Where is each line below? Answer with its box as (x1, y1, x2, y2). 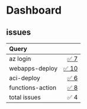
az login (9, 54, 31, 63)
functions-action (9, 84, 57, 92)
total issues (9, 93, 41, 101)
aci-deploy (9, 74, 40, 82)
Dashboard (6, 4, 62, 17)
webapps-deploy (9, 65, 58, 72)
